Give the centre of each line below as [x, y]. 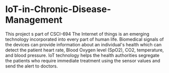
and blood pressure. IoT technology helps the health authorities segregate [82, 55]
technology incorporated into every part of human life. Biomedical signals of [85, 39]
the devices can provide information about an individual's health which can [83, 44]
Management [34, 20]
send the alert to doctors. [32, 66]
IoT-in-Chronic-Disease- [58, 9]
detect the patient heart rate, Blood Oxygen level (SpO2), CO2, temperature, [85, 50]
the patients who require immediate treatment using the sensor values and [83, 60]
